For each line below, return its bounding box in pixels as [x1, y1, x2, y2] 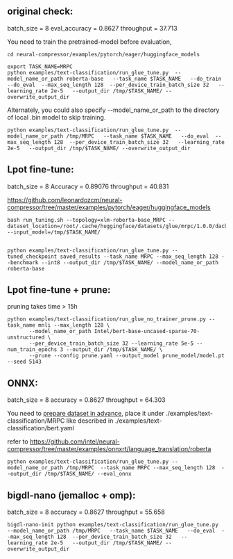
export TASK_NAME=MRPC [7, 63, 73, 70]
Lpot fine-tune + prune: [7, 284, 111, 296]
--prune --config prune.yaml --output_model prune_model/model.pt [28, 353, 225, 359]
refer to [7, 437, 29, 446]
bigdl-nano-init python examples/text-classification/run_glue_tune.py [7, 521, 218, 528]
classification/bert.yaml [7, 424, 74, 432]
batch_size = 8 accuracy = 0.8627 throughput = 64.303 [7, 396, 166, 404]
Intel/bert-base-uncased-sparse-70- [94, 328, 200, 335]
